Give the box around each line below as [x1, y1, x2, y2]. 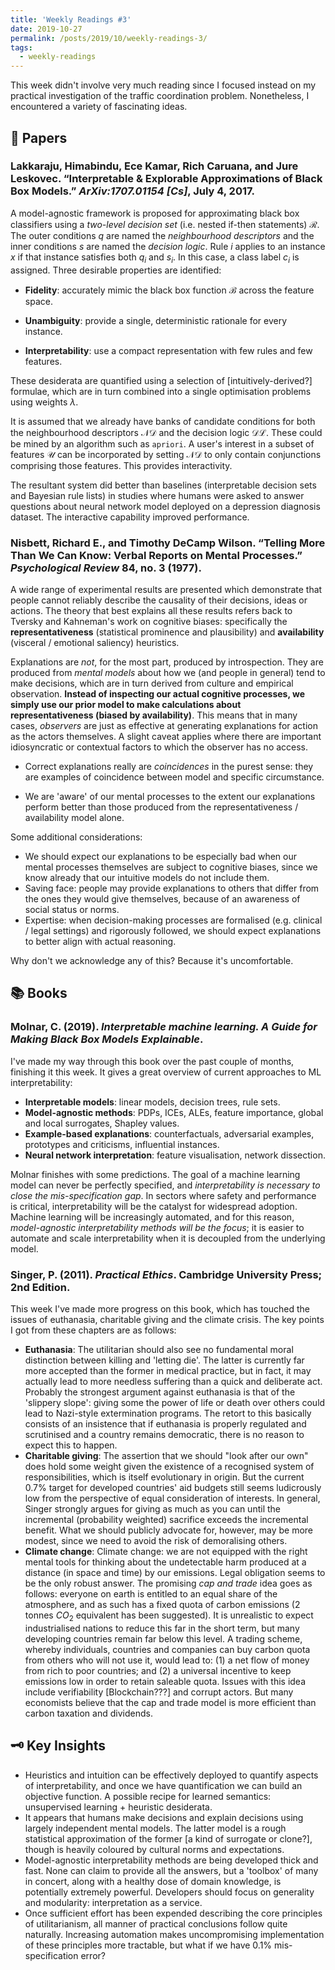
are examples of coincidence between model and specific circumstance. [24, 771, 325, 783]
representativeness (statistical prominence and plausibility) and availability [10, 626, 325, 638]
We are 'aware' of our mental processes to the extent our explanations [24, 790, 316, 802]
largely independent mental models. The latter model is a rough [24, 1822, 287, 1834]
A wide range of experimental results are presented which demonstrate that [10, 583, 323, 595]
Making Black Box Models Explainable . [10, 1032, 204, 1046]
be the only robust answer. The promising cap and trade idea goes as [24, 1577, 313, 1589]
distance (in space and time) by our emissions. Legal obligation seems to [24, 1566, 326, 1578]
